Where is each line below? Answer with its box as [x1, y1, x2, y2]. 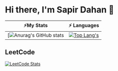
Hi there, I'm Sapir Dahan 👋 [5, 4, 115, 15]
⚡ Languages [68, 22, 100, 28]
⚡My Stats [23, 22, 48, 28]
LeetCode [5, 48, 35, 57]
